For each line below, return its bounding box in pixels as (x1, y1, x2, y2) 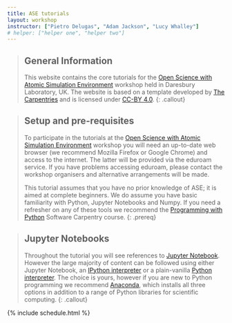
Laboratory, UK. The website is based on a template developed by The (23, 88, 225, 97)
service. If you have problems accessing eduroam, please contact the (23, 163, 223, 171)
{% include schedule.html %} (7, 309, 91, 317)
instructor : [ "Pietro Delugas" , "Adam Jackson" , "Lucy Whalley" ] (7, 23, 199, 30)
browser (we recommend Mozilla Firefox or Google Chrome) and (23, 148, 208, 156)
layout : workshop (7, 17, 57, 23)
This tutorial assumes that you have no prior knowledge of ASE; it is (23, 184, 217, 192)
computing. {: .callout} (23, 295, 88, 304)
